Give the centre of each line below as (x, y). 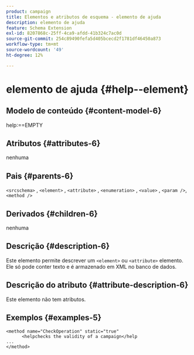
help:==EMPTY (24, 125)
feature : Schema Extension (39, 28)
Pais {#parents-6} (40, 176)
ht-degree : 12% (25, 55)
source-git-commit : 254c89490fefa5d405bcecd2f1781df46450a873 (84, 39)
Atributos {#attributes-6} (53, 143)
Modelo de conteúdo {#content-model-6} (84, 111)
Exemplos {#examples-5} (54, 318)
